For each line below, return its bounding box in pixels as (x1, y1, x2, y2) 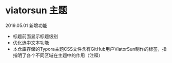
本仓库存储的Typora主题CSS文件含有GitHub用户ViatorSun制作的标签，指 (12, 46, 167, 52)
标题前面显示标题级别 (12, 33, 58, 39)
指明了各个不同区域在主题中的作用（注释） (12, 52, 103, 58)
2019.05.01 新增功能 (5, 22, 47, 28)
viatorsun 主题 (5, 5, 68, 16)
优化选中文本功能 (12, 39, 49, 46)
